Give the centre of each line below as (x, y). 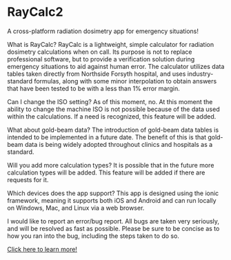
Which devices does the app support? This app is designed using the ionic (113, 193)
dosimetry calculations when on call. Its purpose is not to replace (100, 52)
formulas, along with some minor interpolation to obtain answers (125, 81)
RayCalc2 (35, 12)
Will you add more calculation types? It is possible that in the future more (111, 165)
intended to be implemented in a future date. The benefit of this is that (107, 137)
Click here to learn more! (42, 249)
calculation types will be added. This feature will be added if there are (106, 172)
